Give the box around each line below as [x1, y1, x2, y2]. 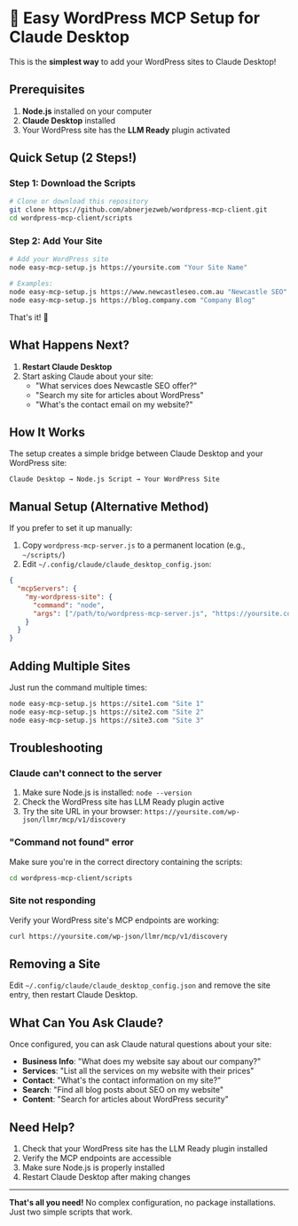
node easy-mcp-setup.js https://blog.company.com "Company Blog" [9, 295, 255, 305]
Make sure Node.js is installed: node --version [21, 787, 192, 798]
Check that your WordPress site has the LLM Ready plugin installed [21, 1143, 268, 1154]
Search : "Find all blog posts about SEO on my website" [21, 1085, 224, 1095]
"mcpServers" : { [17, 584, 77, 594]
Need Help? [9, 1119, 75, 1134]
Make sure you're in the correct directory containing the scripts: [9, 856, 243, 867]
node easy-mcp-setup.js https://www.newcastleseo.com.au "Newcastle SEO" [9, 287, 288, 296]
